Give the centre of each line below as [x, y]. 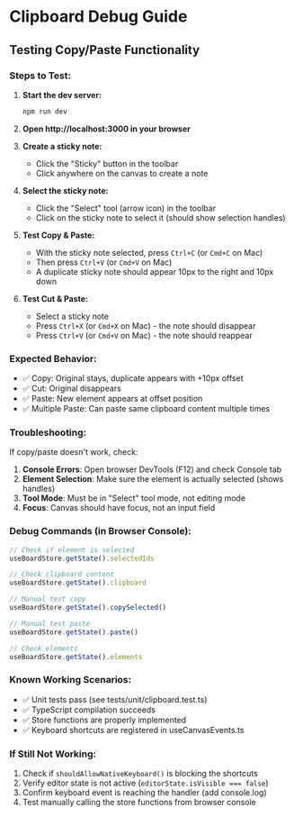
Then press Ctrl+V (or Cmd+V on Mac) [104, 262]
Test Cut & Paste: [55, 298]
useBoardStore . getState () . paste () [74, 632]
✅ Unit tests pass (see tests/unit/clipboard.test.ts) [115, 699]
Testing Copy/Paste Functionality [105, 50]
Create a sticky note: [62, 146]
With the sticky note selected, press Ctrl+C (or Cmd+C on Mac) [149, 252]
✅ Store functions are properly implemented [104, 720]
